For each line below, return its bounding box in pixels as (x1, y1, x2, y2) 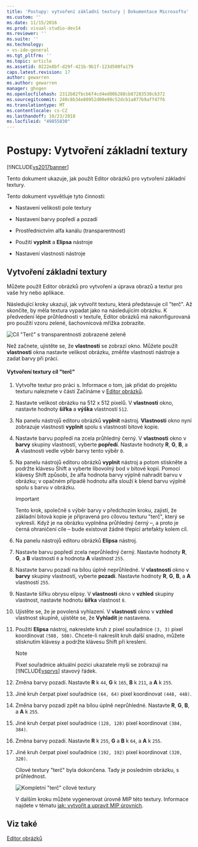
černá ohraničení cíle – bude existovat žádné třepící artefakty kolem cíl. (15, 525, 189, 533)
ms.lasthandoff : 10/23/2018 (6, 113, 76, 119)
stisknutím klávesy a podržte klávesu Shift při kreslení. (15, 638, 147, 645)
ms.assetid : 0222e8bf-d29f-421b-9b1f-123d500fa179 (6, 63, 134, 70)
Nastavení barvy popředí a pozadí (15, 216, 98, 223)
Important (15, 495, 39, 502)
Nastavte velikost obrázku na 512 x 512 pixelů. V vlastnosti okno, (15, 400, 173, 407)
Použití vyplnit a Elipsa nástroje (15, 239, 93, 246)
